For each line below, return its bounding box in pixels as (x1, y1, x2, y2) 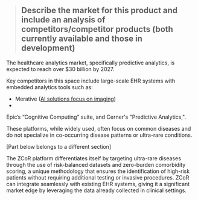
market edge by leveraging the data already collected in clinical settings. (6, 187, 187, 194)
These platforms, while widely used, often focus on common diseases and (6, 125, 191, 132)
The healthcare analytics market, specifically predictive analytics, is (6, 59, 175, 66)
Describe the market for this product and (21, 5, 178, 16)
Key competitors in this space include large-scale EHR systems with (6, 77, 176, 84)
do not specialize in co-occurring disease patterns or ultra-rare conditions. (6, 131, 193, 139)
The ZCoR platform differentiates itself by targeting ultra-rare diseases (6, 154, 181, 162)
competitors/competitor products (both (21, 24, 173, 34)
